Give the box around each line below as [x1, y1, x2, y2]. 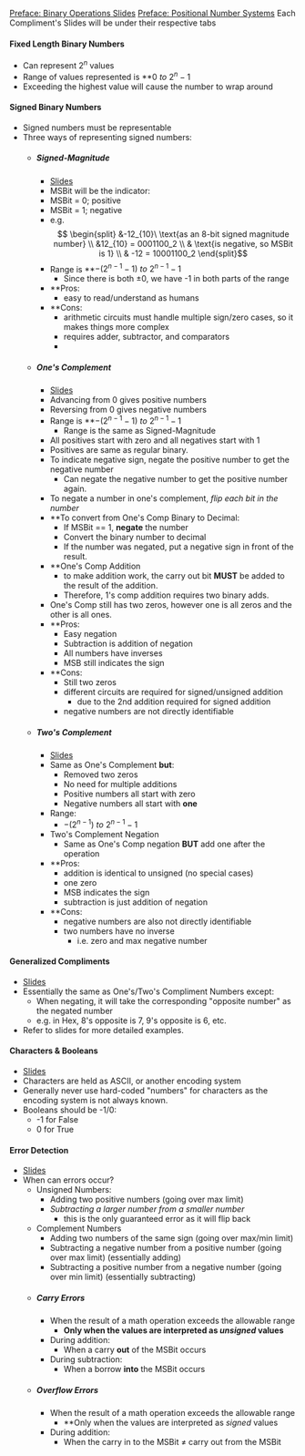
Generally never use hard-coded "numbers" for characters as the [22, 1085, 269, 1096]
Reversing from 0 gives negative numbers [49, 405, 208, 415]
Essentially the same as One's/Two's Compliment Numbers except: [22, 986, 275, 997]
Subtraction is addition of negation [63, 638, 194, 649]
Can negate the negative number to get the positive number [63, 473, 289, 484]
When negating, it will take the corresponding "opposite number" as [36, 995, 291, 1006]
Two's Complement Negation [49, 828, 159, 839]
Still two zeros [63, 676, 117, 687]
